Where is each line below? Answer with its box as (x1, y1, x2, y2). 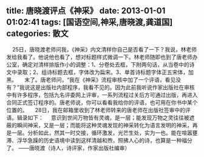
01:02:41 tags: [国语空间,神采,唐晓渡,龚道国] (6, 17, 173, 27)
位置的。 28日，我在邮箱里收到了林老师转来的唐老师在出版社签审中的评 (6, 106, 191, 113)
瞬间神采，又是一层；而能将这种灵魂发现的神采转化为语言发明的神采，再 (16, 121, 198, 129)
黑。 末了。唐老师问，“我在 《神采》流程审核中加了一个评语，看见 (6, 76, 176, 83)
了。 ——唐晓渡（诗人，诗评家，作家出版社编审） (6, 144, 131, 152)
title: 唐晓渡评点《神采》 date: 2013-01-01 (6, 5, 166, 16)
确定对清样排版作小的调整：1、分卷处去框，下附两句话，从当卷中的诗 (22, 61, 195, 68)
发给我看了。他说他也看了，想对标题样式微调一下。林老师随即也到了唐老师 (6, 53, 192, 61)
